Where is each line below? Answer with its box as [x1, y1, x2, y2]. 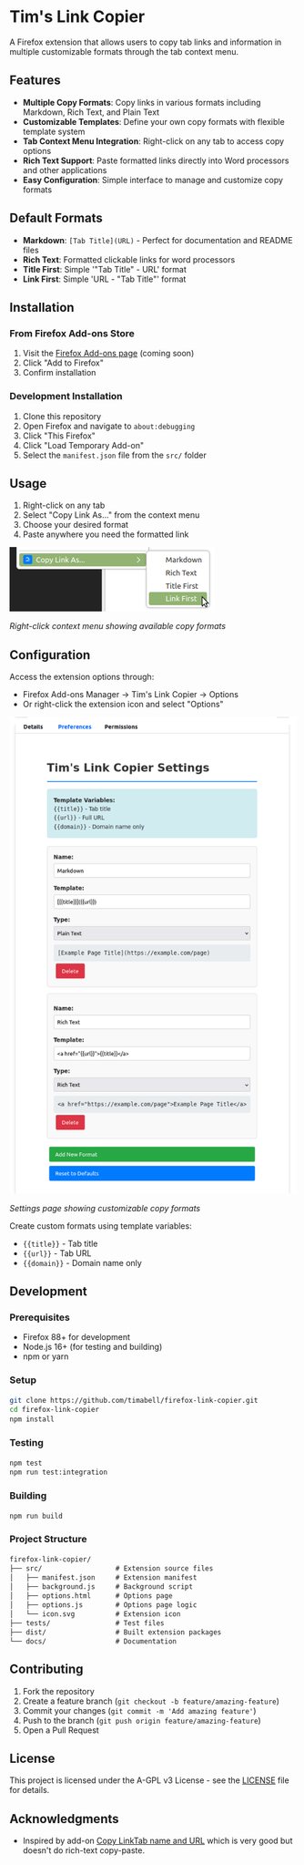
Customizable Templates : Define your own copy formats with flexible [22, 116, 285, 127]
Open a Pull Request [22, 1725, 100, 1736]
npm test [9, 1458, 43, 1468]
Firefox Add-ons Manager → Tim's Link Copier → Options [22, 689, 239, 700]
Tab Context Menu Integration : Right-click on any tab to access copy [22, 135, 285, 147]
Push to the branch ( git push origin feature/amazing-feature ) [22, 1715, 261, 1726]
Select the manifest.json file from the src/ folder [22, 449, 207, 460]
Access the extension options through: [9, 672, 155, 683]
